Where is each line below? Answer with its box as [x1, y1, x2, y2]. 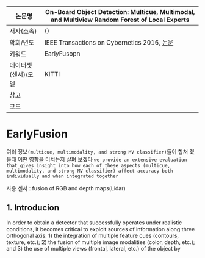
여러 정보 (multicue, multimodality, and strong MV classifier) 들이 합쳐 [6, 148, 189, 155]
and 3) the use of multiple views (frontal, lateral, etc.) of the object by [6, 245, 181, 252]
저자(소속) [9, 27, 37, 35]
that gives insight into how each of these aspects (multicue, [6, 162, 171, 168]
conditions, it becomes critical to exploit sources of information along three [6, 225, 195, 232]
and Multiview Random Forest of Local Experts [51, 15, 190, 24]
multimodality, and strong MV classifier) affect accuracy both [6, 168, 173, 174]
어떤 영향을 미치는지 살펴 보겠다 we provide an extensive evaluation [17, 156, 187, 163]
